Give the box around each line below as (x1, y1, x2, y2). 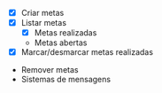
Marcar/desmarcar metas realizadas (20, 47, 154, 58)
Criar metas (20, 8, 65, 18)
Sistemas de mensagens (20, 74, 112, 85)
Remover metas (20, 65, 79, 75)
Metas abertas (34, 37, 88, 48)
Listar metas (20, 18, 67, 28)
